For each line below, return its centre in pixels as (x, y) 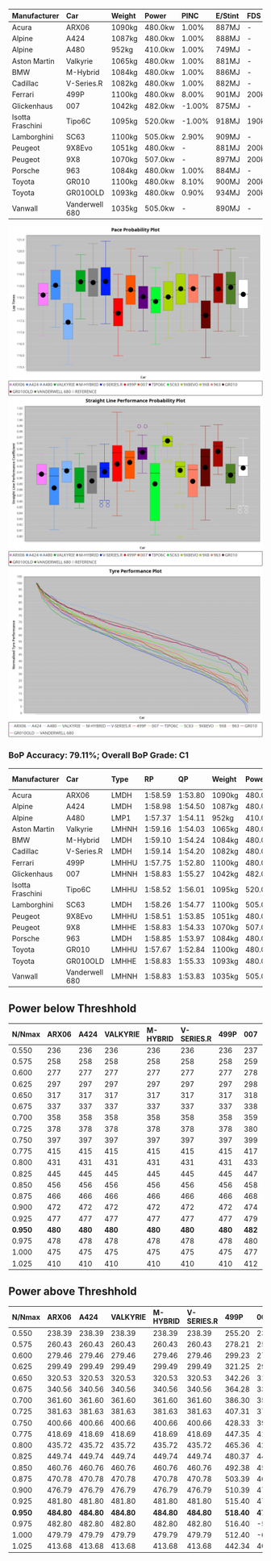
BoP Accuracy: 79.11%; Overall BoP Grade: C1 (99, 755)
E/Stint (227, 15)
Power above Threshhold (73, 1291)
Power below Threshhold (73, 1008)
